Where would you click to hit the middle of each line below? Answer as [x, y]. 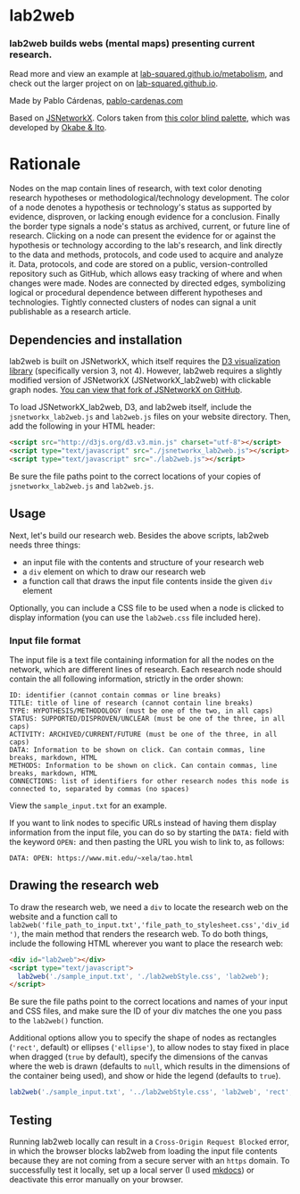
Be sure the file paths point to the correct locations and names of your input [149, 1002]
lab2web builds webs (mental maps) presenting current [132, 44]
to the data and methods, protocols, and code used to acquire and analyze [146, 255]
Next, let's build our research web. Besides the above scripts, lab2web [139, 535]
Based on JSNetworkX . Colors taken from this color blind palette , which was [150, 118]
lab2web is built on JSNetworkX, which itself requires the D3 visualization [145, 362]
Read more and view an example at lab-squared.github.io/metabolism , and [146, 74]
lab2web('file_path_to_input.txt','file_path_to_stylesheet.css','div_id [150, 925]
